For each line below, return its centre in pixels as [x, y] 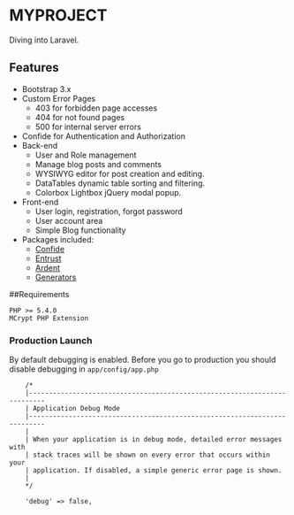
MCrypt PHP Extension [49, 318]
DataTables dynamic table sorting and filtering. [120, 183]
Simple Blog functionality [80, 230]
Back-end [40, 145]
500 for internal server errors [88, 127]
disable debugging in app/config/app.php [84, 369]
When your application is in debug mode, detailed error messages [157, 440]
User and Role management [86, 155]
